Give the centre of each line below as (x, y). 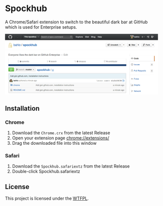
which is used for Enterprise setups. (41, 27)
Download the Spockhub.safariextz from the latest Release (71, 166)
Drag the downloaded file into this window (54, 143)
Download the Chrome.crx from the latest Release (61, 133)
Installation (22, 108)
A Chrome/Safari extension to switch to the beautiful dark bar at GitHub (76, 22)
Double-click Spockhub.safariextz (46, 172)
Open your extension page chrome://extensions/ (60, 138)
